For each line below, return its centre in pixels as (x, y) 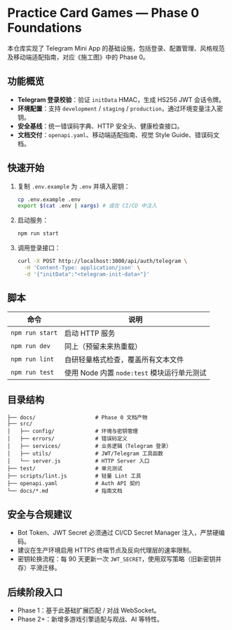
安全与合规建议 (40, 514)
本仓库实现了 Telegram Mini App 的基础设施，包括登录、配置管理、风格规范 (116, 48)
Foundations (45, 28)
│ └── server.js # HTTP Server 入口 (79, 461)
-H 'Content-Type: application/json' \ (82, 268)
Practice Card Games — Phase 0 (103, 13)
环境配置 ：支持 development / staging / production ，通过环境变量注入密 (120, 108)
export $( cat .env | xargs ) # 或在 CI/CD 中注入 (87, 206)
